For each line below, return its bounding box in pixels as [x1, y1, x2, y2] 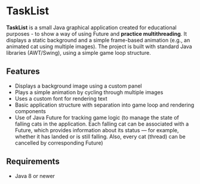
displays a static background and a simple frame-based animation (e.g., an [6, 36, 190, 43]
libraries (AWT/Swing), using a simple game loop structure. [6, 49, 151, 56]
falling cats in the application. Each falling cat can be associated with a [14, 120, 189, 127]
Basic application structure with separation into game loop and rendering [14, 101, 195, 108]
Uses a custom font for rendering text [14, 95, 107, 102]
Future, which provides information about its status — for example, [14, 126, 179, 133]
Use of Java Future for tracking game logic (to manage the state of [14, 114, 179, 121]
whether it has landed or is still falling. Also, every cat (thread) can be [14, 133, 186, 140]
